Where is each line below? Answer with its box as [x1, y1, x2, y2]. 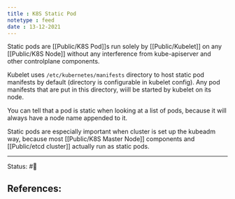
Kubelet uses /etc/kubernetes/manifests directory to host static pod [7, 71, 205, 79]
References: [7, 182, 62, 194]
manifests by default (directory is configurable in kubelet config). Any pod [7, 78, 220, 87]
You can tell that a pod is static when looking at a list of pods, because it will [7, 106, 227, 115]
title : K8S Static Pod [7, 10, 77, 17]
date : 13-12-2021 [7, 23, 61, 30]
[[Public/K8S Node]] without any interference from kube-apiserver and [7, 50, 211, 58]
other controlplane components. [7, 57, 100, 66]
